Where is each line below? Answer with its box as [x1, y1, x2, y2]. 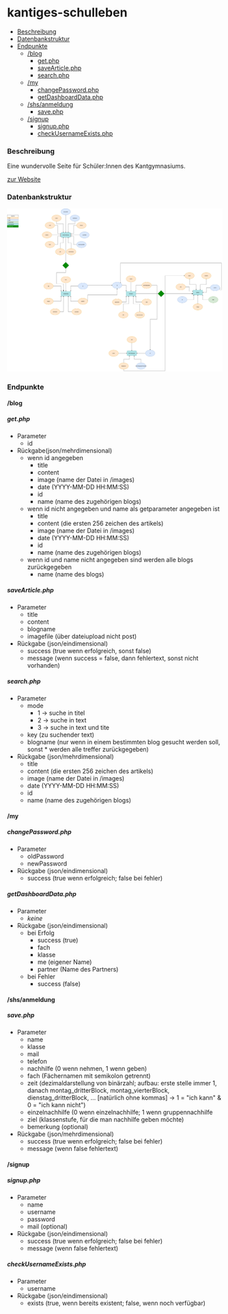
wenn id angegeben [27, 454, 83, 462]
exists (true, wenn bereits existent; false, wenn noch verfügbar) [27, 1299, 206, 1307]
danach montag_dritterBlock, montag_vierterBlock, [27, 1087, 170, 1095]
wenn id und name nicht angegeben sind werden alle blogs [27, 556, 193, 564]
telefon [27, 1057, 48, 1065]
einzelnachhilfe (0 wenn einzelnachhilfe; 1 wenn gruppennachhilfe [27, 1108, 213, 1117]
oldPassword [27, 852, 64, 860]
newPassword [27, 859, 68, 868]
